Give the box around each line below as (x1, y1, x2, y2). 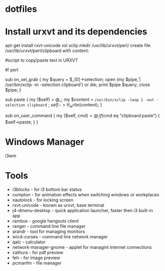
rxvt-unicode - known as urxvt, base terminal (12, 202, 104, 208)
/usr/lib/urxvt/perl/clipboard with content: (5, 48, 90, 54)
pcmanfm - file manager (12, 260, 62, 266)
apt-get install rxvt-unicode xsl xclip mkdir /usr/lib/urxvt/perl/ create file (5, 43, 151, 48)
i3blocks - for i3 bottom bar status (12, 186, 82, 192)
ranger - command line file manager (12, 223, 86, 229)
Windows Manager (5, 136, 85, 147)
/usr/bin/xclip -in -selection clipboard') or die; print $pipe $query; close (5, 82, 150, 88)
